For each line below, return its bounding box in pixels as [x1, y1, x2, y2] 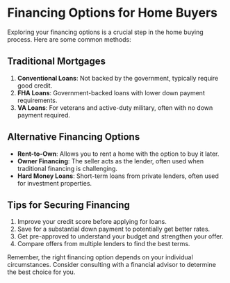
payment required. [17, 111, 71, 119]
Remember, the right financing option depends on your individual [7, 253, 193, 261]
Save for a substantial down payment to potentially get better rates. [17, 225, 211, 234]
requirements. [17, 96, 58, 104]
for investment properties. [17, 179, 92, 187]
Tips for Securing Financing [7, 199, 131, 211]
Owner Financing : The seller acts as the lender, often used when [17, 156, 204, 165]
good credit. [17, 81, 53, 90]
